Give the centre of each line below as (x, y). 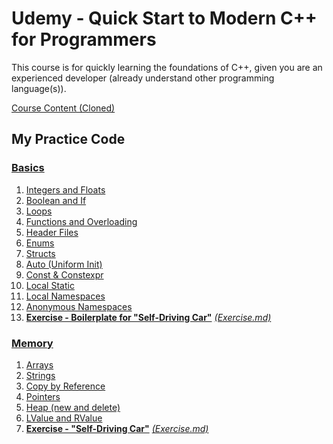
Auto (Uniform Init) (64, 264)
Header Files (52, 232)
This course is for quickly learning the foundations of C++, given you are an (167, 67)
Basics (28, 168)
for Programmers (84, 39)
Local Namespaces (65, 296)
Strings (40, 375)
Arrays (39, 364)
